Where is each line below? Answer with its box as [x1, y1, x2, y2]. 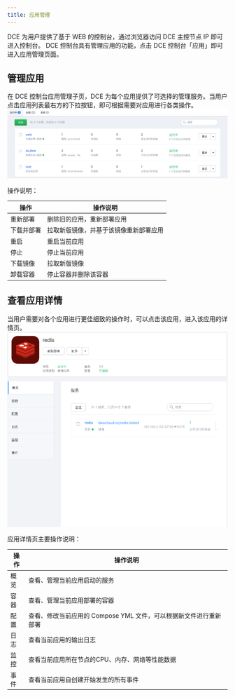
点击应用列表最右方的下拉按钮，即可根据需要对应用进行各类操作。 [7, 101, 197, 109]
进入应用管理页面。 [7, 50, 63, 58]
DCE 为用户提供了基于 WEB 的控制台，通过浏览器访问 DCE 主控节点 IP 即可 [7, 32, 224, 41]
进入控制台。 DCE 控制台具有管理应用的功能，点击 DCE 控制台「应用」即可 [7, 41, 224, 49]
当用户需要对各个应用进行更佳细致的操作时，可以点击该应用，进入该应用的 [7, 314, 222, 323]
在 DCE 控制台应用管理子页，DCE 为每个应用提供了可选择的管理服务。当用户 [7, 92, 228, 101]
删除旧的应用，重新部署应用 [47, 215, 127, 224]
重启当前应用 [47, 237, 84, 245]
